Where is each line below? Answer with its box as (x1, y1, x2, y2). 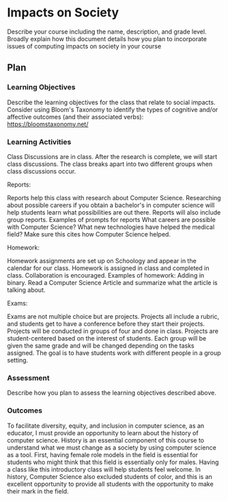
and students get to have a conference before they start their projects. (7, 319, 205, 328)
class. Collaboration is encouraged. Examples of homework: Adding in (7, 271, 205, 279)
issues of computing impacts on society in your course (7, 42, 162, 50)
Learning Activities (7, 137, 72, 147)
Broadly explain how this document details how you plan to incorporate (7, 34, 207, 42)
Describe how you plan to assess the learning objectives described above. (7, 389, 217, 397)
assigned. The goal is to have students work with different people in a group (7, 348, 221, 357)
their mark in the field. (7, 487, 70, 495)
